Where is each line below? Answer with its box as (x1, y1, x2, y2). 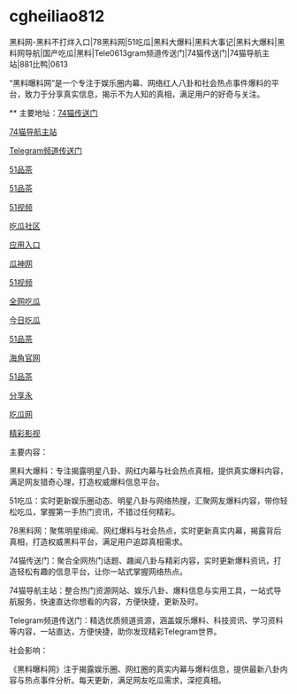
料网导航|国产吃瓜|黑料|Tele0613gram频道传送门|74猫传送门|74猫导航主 (9, 47, 270, 58)
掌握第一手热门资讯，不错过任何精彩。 (39, 506, 179, 517)
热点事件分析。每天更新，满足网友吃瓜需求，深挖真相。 (24, 675, 226, 685)
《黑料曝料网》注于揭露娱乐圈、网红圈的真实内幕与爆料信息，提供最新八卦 (9, 663, 280, 675)
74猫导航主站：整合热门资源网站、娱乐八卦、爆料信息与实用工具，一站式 (9, 585, 274, 596)
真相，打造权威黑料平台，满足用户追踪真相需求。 (9, 536, 187, 547)
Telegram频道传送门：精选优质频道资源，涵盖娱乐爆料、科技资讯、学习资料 (9, 614, 284, 626)
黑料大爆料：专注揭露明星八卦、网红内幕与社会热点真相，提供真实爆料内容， (9, 465, 288, 476)
